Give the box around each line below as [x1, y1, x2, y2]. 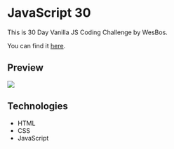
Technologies [7, 100, 69, 113]
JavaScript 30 [7, 5, 91, 21]
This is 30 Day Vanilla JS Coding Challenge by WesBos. [7, 28, 168, 36]
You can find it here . [7, 41, 66, 50]
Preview [7, 62, 44, 74]
